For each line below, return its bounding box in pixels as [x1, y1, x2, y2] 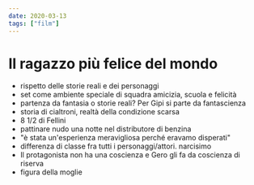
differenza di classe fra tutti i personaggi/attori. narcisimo [19, 141, 212, 151]
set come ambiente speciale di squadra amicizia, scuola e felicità [19, 90, 237, 100]
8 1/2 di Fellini [19, 115, 66, 126]
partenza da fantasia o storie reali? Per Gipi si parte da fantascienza [19, 98, 247, 108]
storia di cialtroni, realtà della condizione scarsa [19, 107, 180, 117]
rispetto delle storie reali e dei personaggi [19, 81, 159, 91]
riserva [19, 159, 44, 169]
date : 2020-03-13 [8, 11, 67, 20]
